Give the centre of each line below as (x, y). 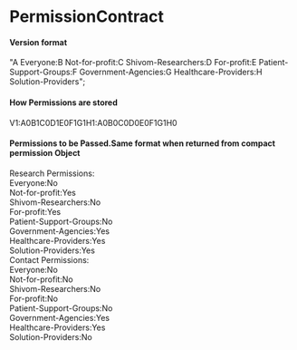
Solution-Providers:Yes (52, 250)
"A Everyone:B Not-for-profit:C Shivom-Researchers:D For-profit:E (133, 63)
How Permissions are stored (63, 102)
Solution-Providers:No (51, 336)
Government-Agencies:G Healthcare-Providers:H (171, 72)
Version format (38, 42)
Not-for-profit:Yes (43, 192)
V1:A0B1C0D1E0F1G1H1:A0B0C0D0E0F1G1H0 (94, 122)
